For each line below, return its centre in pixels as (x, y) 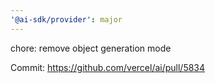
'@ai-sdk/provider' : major (66, 19)
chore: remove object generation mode (91, 48)
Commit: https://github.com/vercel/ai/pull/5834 (108, 67)
